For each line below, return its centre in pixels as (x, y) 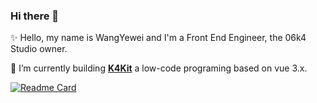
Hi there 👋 (35, 16)
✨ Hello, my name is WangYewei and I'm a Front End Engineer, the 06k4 (158, 38)
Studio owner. (39, 49)
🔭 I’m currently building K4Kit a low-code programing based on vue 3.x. (159, 68)
